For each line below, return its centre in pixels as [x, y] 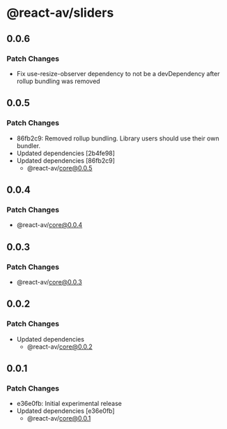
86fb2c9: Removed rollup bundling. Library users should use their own [118, 138]
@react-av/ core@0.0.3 [49, 282]
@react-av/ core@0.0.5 [60, 168]
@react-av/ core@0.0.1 [59, 419]
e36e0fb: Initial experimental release [69, 404]
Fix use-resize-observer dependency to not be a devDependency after [118, 73]
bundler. [29, 145]
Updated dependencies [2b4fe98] [66, 153]
